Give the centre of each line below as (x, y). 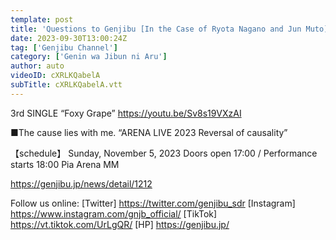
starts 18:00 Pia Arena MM (65, 164)
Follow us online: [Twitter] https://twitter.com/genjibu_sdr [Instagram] (153, 203)
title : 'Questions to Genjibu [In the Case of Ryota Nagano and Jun (156, 29)
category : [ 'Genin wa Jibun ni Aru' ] (89, 57)
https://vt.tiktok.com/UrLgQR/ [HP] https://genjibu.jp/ (120, 224)
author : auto (37, 66)
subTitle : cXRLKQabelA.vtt (66, 85)
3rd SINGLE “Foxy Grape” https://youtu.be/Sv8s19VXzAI (126, 113)
